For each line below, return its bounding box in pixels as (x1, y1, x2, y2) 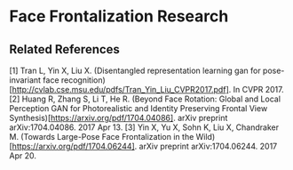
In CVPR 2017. (233, 85, 284, 94)
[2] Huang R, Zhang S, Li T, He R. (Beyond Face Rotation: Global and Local (9, 93, 281, 104)
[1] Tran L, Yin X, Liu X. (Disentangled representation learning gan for (9, 65, 261, 76)
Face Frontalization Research (9, 6, 229, 27)
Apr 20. (9, 150, 37, 161)
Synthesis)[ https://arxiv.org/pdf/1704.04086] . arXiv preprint (9, 113, 228, 123)
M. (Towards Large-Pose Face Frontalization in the (9, 132, 194, 142)
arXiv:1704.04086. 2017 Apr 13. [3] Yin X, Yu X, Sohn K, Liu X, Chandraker (9, 122, 280, 133)
